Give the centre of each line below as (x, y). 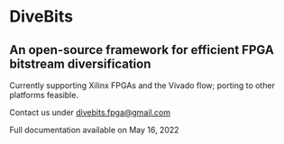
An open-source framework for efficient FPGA (142, 50)
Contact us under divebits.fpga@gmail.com (90, 112)
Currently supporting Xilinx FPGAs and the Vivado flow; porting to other (142, 85)
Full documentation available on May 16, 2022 (94, 130)
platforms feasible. (44, 95)
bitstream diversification (80, 63)
